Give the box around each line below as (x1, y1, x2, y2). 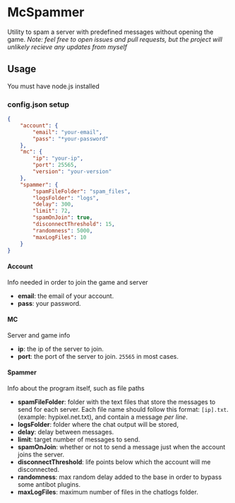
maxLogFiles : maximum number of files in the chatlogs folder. (17, 488, 199, 497)
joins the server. (17, 450, 65, 459)
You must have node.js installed (7, 82, 100, 90)
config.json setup (7, 100, 69, 110)
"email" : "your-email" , (32, 129, 102, 136)
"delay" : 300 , (32, 201, 74, 208)
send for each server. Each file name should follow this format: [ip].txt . (17, 406, 229, 414)
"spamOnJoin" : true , (32, 214, 93, 221)
